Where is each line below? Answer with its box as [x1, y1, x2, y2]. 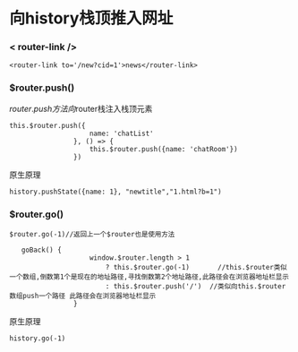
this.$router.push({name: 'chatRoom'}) [89, 144, 239, 153]
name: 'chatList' [89, 129, 154, 138]
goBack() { [21, 245, 63, 255]
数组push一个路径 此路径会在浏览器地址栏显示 [9, 292, 157, 301]
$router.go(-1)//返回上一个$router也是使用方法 [9, 230, 175, 239]
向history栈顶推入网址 [9, 8, 174, 29]
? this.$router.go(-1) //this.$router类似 [105, 263, 288, 272]
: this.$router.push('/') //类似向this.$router [105, 282, 286, 291]
